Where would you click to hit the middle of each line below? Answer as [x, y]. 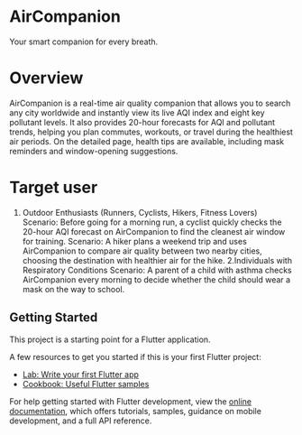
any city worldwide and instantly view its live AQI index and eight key [137, 112]
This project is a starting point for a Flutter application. [110, 339]
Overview [46, 78]
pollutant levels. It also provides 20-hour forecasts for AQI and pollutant [142, 122]
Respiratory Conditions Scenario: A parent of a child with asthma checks [157, 270]
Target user [54, 188]
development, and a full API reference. [81, 421]
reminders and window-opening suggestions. [94, 151]
